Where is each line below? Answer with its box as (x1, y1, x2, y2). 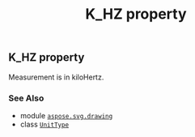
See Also (8, 92, 45, 104)
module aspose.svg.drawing (19, 110, 113, 120)
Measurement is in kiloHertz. (8, 72, 104, 82)
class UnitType (19, 119, 70, 129)
